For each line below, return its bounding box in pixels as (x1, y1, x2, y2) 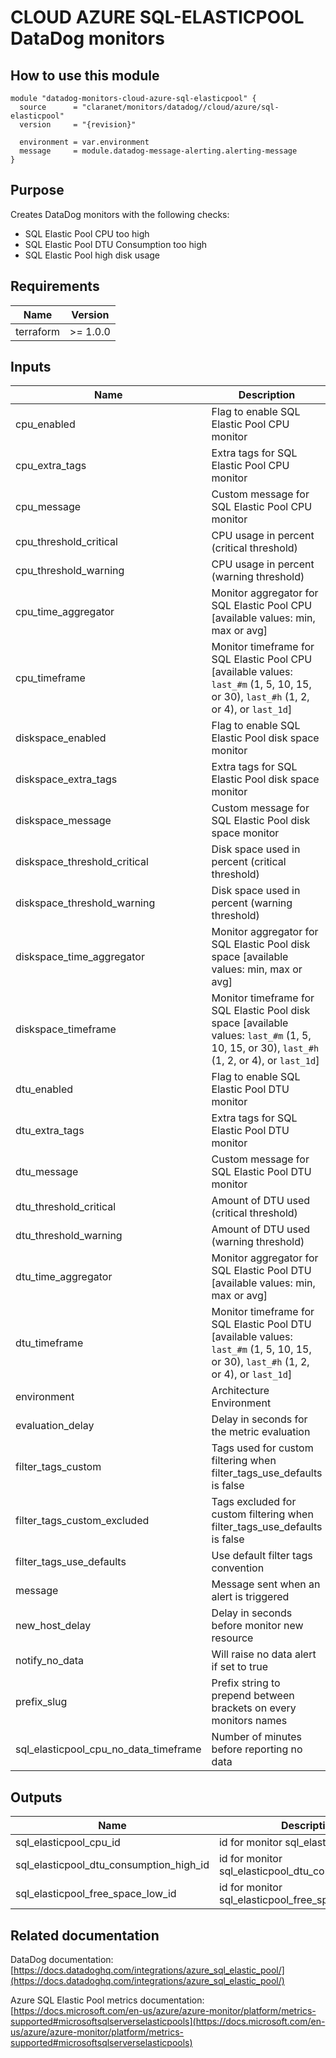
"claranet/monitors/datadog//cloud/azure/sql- (81, 102, 280, 112)
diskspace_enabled (15, 731, 107, 745)
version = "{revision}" (19, 120, 137, 130)
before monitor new (211, 1619, 304, 1633)
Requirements (10, 278, 100, 295)
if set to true (211, 1660, 269, 1674)
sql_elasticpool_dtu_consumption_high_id (15, 1858, 210, 1872)
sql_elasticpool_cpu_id (15, 1836, 121, 1850)
